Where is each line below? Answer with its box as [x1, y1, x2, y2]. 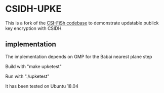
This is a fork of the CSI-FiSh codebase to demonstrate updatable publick [5, 20, 159, 26]
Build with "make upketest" [5, 63, 62, 69]
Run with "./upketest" [5, 73, 50, 79]
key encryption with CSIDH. [5, 25, 63, 31]
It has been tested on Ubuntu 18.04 [5, 83, 78, 89]
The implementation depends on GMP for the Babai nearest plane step [5, 53, 152, 59]
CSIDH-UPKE [5, 3, 62, 15]
